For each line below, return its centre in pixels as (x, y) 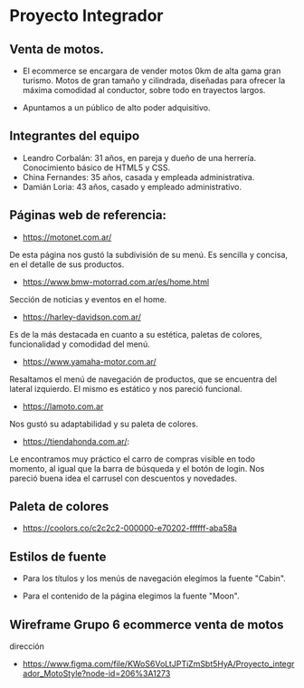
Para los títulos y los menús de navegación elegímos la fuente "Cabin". (154, 578)
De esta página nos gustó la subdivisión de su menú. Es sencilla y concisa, (148, 254)
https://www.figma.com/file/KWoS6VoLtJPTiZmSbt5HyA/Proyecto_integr (158, 664)
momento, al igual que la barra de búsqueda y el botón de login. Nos (137, 468)
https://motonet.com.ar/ (67, 237)
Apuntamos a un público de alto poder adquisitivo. (116, 108)
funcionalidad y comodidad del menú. (80, 344)
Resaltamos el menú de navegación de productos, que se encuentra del (143, 379)
